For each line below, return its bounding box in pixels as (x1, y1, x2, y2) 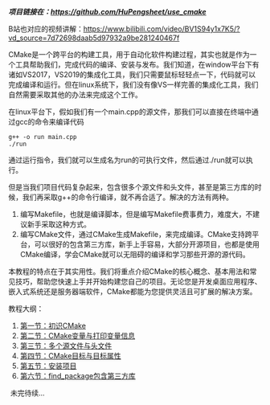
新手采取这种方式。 (27, 219, 91, 229)
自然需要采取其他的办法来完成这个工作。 (8, 90, 142, 99)
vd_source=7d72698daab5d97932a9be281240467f (8, 33, 180, 43)
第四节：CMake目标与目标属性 (19, 351, 122, 360)
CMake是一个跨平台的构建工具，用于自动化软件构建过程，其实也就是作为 (8, 50, 251, 59)
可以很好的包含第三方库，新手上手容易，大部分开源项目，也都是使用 (34, 239, 260, 249)
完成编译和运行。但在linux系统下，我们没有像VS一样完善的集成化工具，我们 (8, 80, 259, 89)
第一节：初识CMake (19, 321, 87, 330)
